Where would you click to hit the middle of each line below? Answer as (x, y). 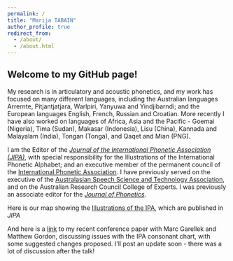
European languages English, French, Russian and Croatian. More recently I (116, 113)
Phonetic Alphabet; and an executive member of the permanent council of (114, 164)
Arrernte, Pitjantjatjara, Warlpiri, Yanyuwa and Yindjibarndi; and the (104, 106)
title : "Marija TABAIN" (42, 20)
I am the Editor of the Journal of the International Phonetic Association (109, 149)
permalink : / (26, 14)
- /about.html (34, 46)
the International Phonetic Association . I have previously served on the (109, 171)
